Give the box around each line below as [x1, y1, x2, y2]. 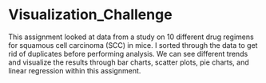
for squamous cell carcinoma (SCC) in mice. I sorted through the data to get [8, 40, 258, 49]
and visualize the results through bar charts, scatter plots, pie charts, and [8, 57, 249, 67]
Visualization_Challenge [8, 6, 173, 24]
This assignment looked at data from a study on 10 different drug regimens [8, 32, 254, 41]
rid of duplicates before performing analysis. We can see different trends [8, 49, 248, 58]
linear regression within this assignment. [8, 65, 141, 75]
